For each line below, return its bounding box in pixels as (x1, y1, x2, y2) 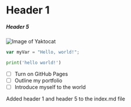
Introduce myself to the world (14, 84, 86, 91)
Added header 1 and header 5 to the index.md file (6, 95, 126, 102)
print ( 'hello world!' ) (6, 60, 61, 66)
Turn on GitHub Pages (14, 70, 68, 77)
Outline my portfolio (14, 77, 63, 84)
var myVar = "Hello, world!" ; (6, 49, 80, 56)
